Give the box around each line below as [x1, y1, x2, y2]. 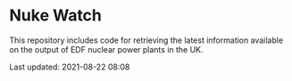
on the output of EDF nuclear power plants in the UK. [9, 44, 204, 54]
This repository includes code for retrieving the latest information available [9, 35, 284, 45]
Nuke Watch [9, 5, 103, 26]
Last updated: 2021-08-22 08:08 [9, 61, 130, 72]
